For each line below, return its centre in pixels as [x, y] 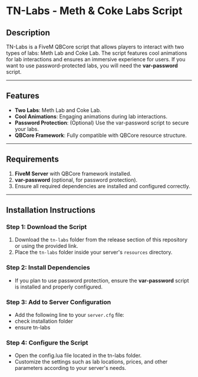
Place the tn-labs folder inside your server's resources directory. [93, 253]
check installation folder [44, 321]
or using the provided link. [46, 246]
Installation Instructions [51, 210]
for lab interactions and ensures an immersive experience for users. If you [96, 59]
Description [28, 33]
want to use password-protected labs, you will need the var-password [92, 65]
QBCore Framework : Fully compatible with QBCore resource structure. [100, 135]
